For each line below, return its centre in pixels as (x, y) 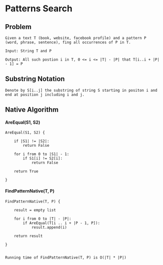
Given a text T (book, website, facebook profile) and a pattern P (76, 38)
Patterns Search (39, 9)
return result (28, 236)
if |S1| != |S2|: (32, 141)
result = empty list (35, 210)
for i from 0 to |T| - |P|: (43, 219)
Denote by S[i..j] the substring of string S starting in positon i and (81, 90)
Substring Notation (35, 79)
